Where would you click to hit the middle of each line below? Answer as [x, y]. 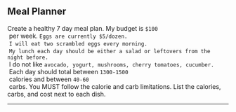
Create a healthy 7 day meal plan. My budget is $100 [83, 28]
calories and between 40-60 [49, 79]
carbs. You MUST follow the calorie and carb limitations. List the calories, [115, 86]
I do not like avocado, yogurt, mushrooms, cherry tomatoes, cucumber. [111, 64]
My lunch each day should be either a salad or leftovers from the [110, 51]
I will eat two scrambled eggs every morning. [78, 44]
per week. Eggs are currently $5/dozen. [68, 36]
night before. [28, 57]
